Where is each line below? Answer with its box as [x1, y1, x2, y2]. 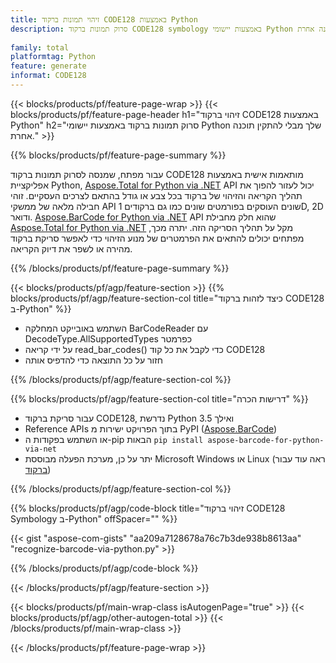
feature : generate [10, 61, 87, 71]
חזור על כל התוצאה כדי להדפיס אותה [24, 354, 163, 366]
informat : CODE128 [10, 71, 87, 81]
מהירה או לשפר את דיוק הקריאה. [10, 242, 133, 255]
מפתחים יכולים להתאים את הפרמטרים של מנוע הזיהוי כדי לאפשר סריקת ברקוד [10, 232, 305, 244]
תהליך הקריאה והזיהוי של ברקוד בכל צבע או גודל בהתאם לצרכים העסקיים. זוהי [10, 189, 303, 201]
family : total [10, 42, 70, 53]
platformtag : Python [10, 52, 97, 62]
